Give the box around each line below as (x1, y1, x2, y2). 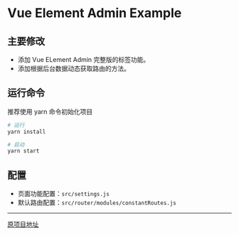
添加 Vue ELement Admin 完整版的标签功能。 (17, 56, 150, 63)
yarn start (7, 147, 40, 155)
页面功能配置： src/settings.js (17, 189, 110, 198)
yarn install (7, 128, 46, 135)
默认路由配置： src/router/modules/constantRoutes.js (17, 198, 176, 207)
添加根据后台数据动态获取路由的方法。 (17, 64, 130, 73)
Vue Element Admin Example (7, 5, 182, 21)
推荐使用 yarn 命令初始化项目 (7, 107, 93, 115)
